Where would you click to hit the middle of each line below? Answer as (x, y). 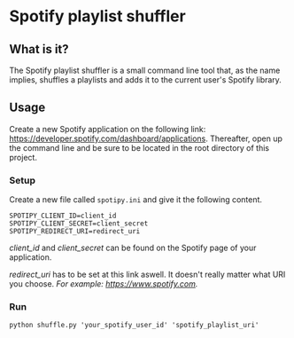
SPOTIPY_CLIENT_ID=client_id (63, 216)
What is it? (39, 49)
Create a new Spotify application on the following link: (108, 129)
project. (23, 157)
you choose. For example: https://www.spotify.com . (104, 284)
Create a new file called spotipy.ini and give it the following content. (136, 200)
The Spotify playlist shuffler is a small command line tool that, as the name (145, 70)
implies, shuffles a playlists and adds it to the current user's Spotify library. (145, 80)
